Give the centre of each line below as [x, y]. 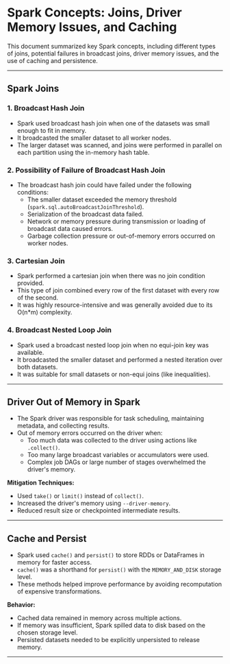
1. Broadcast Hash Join [46, 108]
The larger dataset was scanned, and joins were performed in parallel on [119, 145]
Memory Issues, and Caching [92, 27]
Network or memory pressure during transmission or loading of [116, 221]
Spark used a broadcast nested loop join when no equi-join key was [113, 345]
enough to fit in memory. [52, 130]
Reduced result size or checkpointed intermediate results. [99, 511]
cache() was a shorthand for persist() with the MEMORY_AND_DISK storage [119, 569]
